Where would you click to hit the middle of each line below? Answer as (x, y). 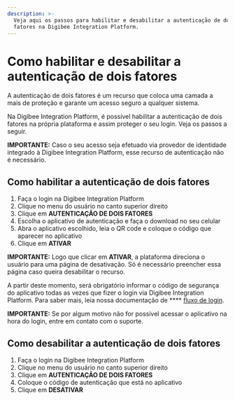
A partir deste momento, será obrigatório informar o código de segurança (113, 286)
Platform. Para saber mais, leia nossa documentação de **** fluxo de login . (116, 300)
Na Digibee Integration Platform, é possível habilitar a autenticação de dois (115, 117)
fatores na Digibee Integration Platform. (76, 27)
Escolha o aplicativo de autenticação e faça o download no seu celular (119, 221)
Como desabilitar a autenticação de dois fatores (114, 343)
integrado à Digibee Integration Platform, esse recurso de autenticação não (116, 153)
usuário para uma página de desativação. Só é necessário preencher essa (114, 265)
